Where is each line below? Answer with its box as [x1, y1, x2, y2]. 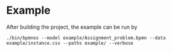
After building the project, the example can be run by [6, 23, 138, 30]
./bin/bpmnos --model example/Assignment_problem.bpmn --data [6, 35, 166, 41]
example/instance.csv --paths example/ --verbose [6, 40, 134, 46]
